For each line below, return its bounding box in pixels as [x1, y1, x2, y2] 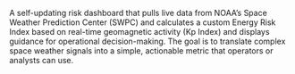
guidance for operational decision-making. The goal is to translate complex [9, 36, 286, 46]
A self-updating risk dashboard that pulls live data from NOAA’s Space [9, 8, 268, 18]
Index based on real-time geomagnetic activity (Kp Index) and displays [9, 27, 270, 37]
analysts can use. [9, 55, 74, 65]
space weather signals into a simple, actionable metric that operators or [9, 45, 274, 56]
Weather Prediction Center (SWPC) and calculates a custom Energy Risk [9, 17, 276, 28]
